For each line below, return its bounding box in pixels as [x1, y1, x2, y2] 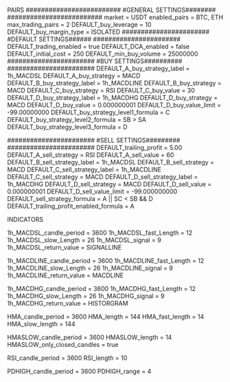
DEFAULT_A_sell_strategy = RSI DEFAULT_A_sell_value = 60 [7, 151, 174, 159]
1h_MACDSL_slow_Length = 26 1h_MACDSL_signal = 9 [7, 236, 161, 244]
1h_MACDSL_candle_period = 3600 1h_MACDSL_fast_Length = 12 [7, 229, 193, 237]
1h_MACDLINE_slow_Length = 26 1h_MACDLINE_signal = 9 [7, 264, 174, 272]
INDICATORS [7, 215, 43, 223]
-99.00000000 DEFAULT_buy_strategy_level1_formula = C [7, 108, 170, 116]
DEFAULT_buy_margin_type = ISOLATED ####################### [7, 28, 210, 36]
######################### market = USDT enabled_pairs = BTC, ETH [7, 13, 224, 21]
